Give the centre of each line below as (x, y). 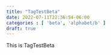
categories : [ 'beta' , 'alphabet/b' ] (56, 23)
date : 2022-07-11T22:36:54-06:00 (48, 17)
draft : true (21, 28)
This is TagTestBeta (31, 45)
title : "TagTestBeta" (33, 12)
